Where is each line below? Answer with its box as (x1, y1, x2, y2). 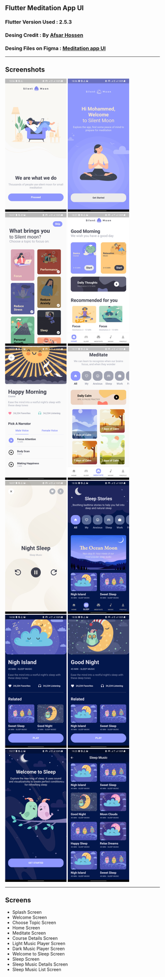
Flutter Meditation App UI (5, 4, 84, 12)
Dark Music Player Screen (12, 946, 65, 951)
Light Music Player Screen (12, 940, 65, 946)
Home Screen (12, 924, 40, 930)
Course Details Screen (12, 935, 58, 941)
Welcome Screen (12, 914, 47, 920)
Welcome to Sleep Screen (12, 951, 65, 956)
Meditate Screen (12, 930, 46, 936)
